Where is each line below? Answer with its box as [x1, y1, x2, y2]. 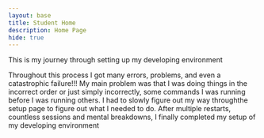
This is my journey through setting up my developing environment [8, 55, 224, 65]
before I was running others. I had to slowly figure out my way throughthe [8, 95, 248, 105]
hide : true [8, 33, 44, 42]
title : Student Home [8, 19, 77, 27]
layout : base [8, 11, 52, 20]
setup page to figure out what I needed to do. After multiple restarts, [8, 104, 231, 114]
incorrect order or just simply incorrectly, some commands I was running [8, 88, 246, 97]
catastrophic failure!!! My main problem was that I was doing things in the [8, 79, 248, 88]
